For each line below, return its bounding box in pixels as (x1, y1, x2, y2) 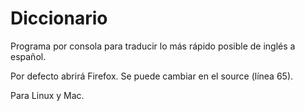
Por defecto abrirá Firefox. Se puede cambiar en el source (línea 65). (10, 70, 294, 82)
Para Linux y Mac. (10, 89, 85, 101)
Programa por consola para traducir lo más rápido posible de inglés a (10, 40, 296, 52)
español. (10, 50, 47, 62)
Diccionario (10, 7, 108, 30)
